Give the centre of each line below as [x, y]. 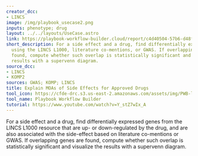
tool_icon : [19, 94]
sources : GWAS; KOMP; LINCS [41, 83]
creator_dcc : [22, 11]
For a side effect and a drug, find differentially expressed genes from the [94, 121]
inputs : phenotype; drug [37, 28]
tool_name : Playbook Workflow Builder [54, 99]
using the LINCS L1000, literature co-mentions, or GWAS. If [88, 50]
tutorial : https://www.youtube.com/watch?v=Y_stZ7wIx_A [76, 104]
